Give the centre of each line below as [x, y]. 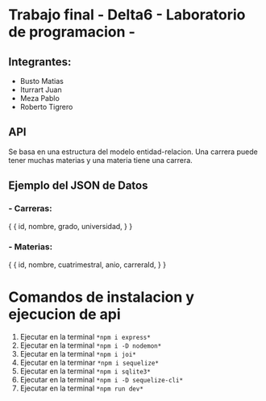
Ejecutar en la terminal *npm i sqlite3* [85, 371]
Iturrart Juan [41, 90]
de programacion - [72, 32]
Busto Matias [42, 81]
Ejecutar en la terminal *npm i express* [85, 336]
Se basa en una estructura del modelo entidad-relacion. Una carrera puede [133, 152]
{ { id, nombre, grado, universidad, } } [71, 226]
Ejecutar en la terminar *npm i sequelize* [89, 362]
